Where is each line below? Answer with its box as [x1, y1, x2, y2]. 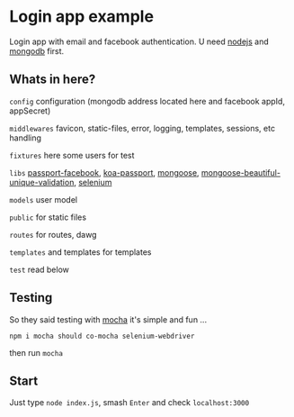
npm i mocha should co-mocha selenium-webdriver [9, 331, 195, 340]
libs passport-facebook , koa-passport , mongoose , [9, 167, 200, 177]
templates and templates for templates [9, 246, 152, 258]
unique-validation [9, 177, 75, 187]
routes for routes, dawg [9, 229, 97, 240]
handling [9, 132, 42, 143]
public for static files [9, 212, 87, 222]
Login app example [9, 6, 155, 27]
